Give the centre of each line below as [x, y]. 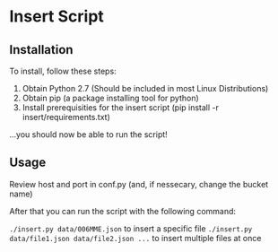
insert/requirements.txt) [66, 117]
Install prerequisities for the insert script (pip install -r [121, 108]
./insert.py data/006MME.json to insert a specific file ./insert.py [131, 228]
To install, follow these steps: [63, 71]
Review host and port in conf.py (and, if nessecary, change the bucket [139, 184]
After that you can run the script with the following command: [122, 211]
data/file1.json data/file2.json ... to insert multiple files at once [135, 238]
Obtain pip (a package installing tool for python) [110, 98]
